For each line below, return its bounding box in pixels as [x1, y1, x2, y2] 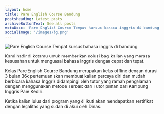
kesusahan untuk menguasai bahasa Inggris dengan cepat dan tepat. [5, 58, 145, 64]
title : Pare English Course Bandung [5, 12, 80, 17]
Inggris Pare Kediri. [5, 89, 44, 94]
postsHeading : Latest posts [5, 16, 63, 21]
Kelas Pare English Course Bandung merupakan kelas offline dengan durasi [5, 68, 158, 74]
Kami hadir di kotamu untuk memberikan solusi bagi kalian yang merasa [5, 53, 151, 59]
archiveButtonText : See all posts [5, 21, 76, 26]
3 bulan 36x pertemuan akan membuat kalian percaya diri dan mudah [5, 73, 146, 79]
